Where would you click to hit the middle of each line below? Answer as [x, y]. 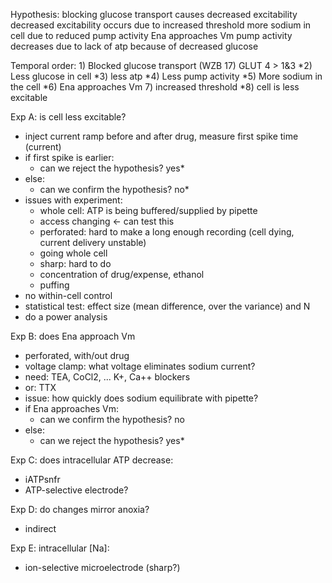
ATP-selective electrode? [76, 490]
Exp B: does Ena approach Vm [73, 336]
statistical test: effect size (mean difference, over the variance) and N [167, 306]
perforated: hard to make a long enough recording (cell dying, [167, 232]
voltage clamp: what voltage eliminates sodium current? [140, 366]
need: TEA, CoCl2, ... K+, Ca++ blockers [107, 377]
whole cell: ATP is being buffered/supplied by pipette [148, 210]
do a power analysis [66, 317]
